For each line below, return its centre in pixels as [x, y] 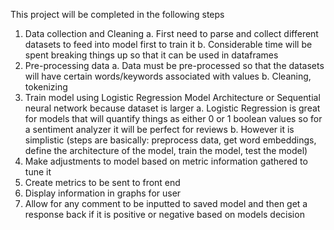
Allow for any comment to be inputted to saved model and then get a [166, 203]
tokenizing [46, 87]
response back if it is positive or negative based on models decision [164, 214]
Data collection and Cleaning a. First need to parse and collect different [171, 33]
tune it [38, 172]
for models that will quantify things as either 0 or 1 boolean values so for [173, 118]
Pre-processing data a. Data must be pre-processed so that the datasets [174, 65]
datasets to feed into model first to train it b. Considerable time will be [168, 44]
